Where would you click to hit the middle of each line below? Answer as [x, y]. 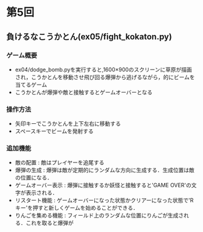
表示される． [42, 193]
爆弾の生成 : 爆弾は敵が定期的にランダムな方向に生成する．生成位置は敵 [105, 170]
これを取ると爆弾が [50, 223]
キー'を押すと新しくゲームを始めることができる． [77, 208]
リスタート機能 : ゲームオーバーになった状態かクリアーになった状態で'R [104, 201]
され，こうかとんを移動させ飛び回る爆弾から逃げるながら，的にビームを [105, 77]
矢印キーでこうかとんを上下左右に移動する [68, 124]
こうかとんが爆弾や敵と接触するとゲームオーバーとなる [84, 92]
